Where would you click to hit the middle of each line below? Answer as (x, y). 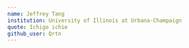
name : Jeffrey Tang (36, 14)
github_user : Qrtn (34, 34)
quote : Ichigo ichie (38, 27)
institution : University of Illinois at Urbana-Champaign (94, 20)
